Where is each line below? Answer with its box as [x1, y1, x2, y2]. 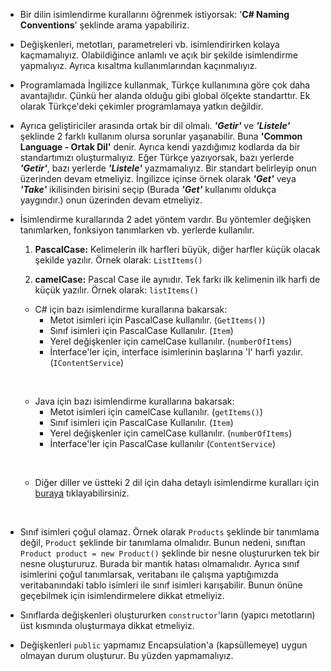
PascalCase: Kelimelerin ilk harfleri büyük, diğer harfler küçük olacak [34, 244, 321, 255]
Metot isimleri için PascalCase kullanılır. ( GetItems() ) [49, 314, 266, 326]
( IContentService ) [49, 357, 124, 368]
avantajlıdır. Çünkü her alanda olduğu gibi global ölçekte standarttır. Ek [19, 90, 311, 101]
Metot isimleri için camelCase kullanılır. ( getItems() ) [49, 406, 263, 418]
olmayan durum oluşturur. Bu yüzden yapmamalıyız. [19, 650, 234, 661]
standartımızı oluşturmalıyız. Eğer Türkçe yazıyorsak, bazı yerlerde [19, 152, 295, 163]
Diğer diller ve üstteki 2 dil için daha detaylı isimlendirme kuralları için [34, 477, 320, 488]
